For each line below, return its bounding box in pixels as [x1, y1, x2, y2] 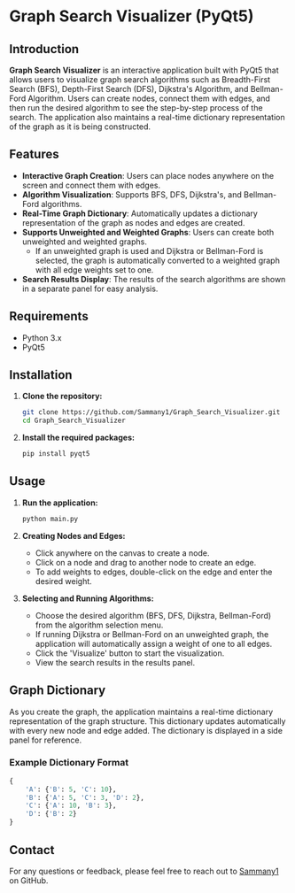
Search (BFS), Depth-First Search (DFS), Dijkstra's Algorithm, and [9, 84, 249, 94]
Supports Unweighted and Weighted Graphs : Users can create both [21, 227, 275, 237]
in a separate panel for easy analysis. [21, 283, 159, 294]
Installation [9, 367, 73, 382]
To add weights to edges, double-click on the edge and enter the [35, 566, 273, 577]
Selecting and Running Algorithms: [21, 593, 154, 604]
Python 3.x [21, 332, 62, 343]
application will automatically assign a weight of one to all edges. [35, 638, 273, 649]
